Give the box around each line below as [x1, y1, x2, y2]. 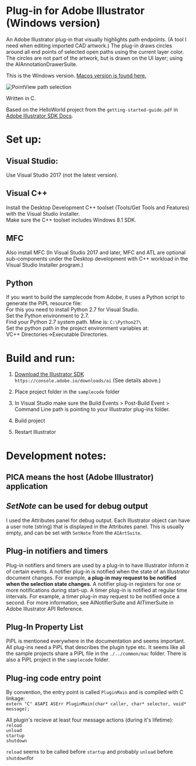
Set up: [6, 133, 42, 146]
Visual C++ [6, 188, 48, 198]
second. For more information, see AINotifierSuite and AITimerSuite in [6, 599, 174, 606]
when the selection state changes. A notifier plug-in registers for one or [6, 580, 181, 587]
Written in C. [6, 95, 36, 102]
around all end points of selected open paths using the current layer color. [6, 48, 184, 55]
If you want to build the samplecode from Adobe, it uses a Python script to [6, 294, 185, 301]
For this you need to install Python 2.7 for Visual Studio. [6, 306, 139, 313]
